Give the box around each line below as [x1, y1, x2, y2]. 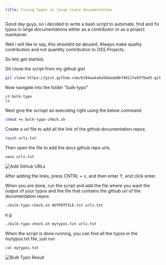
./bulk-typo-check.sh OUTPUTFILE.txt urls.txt [5, 202, 103, 208]
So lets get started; [5, 56, 44, 62]
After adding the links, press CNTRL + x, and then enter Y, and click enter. [5, 173, 157, 179]
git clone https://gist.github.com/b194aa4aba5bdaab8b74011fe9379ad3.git [5, 75, 162, 80]
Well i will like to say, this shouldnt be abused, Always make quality [5, 41, 142, 47]
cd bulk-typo [5, 94, 32, 99]
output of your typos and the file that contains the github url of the [5, 187, 141, 194]
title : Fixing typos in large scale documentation [5, 7, 112, 12]
